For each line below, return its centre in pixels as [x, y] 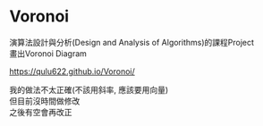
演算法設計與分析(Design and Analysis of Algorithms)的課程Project [132, 42]
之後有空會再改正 [41, 112]
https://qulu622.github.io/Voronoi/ [72, 71]
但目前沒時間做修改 [45, 101]
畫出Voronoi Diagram [48, 53]
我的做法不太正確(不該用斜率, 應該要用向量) [89, 89]
